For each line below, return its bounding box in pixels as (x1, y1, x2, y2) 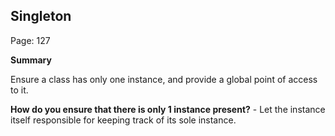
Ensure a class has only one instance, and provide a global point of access (10, 73, 318, 85)
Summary (10, 54, 52, 66)
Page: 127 (10, 34, 51, 46)
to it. (10, 84, 29, 96)
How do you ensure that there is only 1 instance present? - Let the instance (10, 103, 326, 115)
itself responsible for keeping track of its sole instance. (10, 114, 237, 126)
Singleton (10, 8, 72, 25)
